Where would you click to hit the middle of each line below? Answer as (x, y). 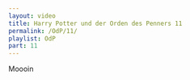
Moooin (21, 69)
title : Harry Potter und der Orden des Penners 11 (95, 23)
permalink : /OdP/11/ (43, 31)
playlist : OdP (32, 38)
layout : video (32, 16)
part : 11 (23, 46)
